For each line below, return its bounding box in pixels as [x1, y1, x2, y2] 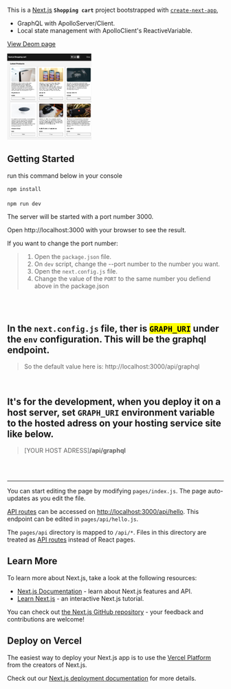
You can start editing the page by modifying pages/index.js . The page [7, 487, 207, 495]
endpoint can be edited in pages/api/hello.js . [7, 515, 139, 523]
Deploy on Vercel [7, 635, 82, 647]
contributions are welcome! [7, 615, 85, 623]
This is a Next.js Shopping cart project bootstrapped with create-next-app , [7, 6, 219, 14]
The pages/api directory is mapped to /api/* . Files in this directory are [7, 528, 207, 537]
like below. [7, 428, 54, 440]
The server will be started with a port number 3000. [7, 213, 154, 221]
